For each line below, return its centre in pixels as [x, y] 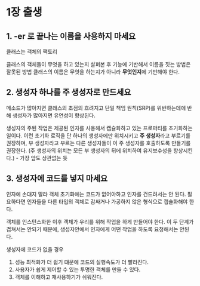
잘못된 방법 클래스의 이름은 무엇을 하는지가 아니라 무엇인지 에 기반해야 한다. [93, 72]
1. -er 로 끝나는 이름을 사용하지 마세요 [71, 36]
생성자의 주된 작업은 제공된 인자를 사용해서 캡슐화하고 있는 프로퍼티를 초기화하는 [99, 128]
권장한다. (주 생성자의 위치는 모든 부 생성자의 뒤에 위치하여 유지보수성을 [89, 150]
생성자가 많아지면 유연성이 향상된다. [54, 115]
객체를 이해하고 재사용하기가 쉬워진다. [59, 277]
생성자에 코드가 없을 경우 [35, 249]
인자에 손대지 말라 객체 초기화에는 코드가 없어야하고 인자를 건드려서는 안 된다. [96, 194]
